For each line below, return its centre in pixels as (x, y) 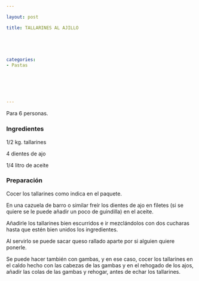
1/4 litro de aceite (27, 165)
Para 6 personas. (27, 114)
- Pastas (17, 65)
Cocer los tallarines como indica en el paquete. (64, 193)
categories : (21, 59)
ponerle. (16, 247)
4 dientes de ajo (26, 154)
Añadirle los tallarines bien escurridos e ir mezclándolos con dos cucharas (98, 223)
